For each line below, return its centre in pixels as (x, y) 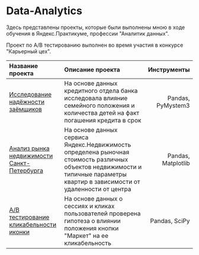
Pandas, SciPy (170, 221)
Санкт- (20, 163)
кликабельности (33, 224)
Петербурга (26, 170)
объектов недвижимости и (103, 167)
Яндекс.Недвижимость (98, 144)
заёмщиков (26, 109)
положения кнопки (92, 228)
